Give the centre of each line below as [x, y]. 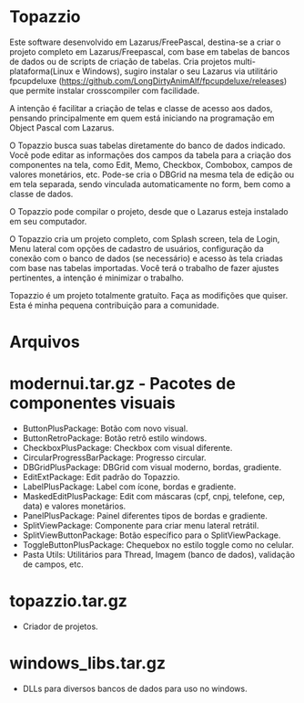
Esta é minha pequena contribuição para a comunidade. [115, 305]
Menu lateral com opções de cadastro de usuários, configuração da [137, 248]
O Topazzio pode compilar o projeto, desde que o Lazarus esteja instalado [149, 211]
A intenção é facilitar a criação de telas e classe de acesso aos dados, [141, 108]
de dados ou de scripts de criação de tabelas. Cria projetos [121, 61]
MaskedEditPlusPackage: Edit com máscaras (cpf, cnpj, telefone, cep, [153, 497]
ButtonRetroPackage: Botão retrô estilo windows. [115, 438]
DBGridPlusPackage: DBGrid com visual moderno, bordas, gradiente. [152, 467]
